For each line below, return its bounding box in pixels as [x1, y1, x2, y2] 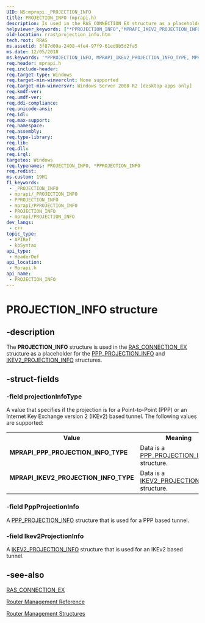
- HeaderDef [9, 253, 40, 260]
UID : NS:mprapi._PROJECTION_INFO [6, 9, 92, 15]
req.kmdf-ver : [6, 89, 43, 95]
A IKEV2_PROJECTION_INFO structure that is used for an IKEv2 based [6, 546, 183, 553]
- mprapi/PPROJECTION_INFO [9, 203, 78, 209]
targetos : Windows [6, 157, 53, 163]
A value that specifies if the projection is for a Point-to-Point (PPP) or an [6, 406, 187, 414]
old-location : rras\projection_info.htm [6, 32, 111, 38]
